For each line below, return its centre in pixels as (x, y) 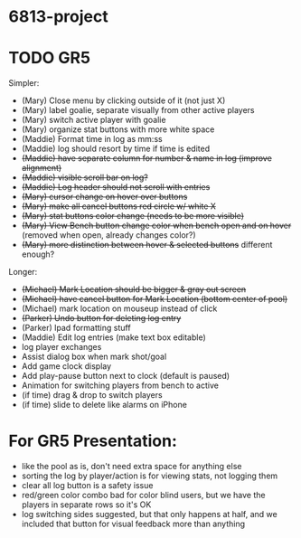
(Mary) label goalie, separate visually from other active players (138, 110)
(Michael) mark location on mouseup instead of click (119, 308)
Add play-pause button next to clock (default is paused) (126, 376)
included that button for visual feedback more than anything (133, 524)
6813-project (59, 17)
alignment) (42, 168)
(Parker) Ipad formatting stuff (76, 328)
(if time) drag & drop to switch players (92, 395)
